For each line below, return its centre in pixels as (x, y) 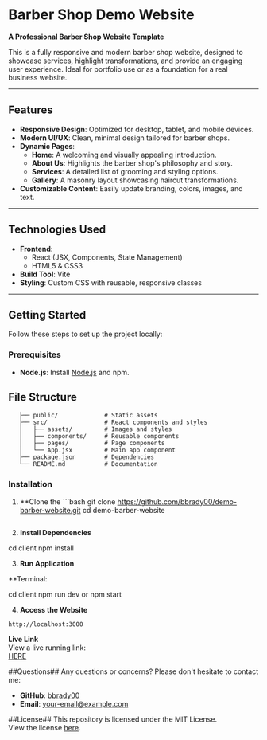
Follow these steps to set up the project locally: (85, 334)
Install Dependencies (55, 532)
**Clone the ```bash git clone (68, 501)
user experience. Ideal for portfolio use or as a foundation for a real (118, 69)
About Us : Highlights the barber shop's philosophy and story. (132, 163)
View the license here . (44, 727)
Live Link (23, 639)
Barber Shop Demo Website (101, 15)
